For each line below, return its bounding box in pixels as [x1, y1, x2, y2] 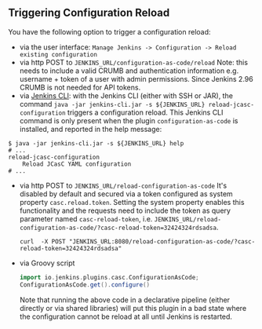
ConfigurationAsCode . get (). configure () [19, 280, 151, 289]
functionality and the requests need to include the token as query [19, 206, 231, 215]
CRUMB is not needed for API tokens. [19, 82, 141, 92]
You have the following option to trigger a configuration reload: [8, 27, 211, 36]
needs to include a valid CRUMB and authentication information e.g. [19, 66, 239, 75]
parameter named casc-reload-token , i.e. [19, 214, 153, 223]
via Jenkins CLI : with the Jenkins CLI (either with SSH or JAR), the [19, 90, 234, 101]
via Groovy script [19, 258, 75, 268]
